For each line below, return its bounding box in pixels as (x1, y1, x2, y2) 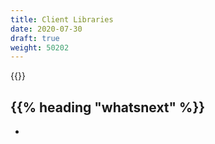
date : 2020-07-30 (10, 24, 83, 34)
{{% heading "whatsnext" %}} (10, 99, 206, 116)
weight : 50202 (10, 42, 70, 53)
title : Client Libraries (10, 14, 114, 25)
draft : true (10, 33, 60, 43)
